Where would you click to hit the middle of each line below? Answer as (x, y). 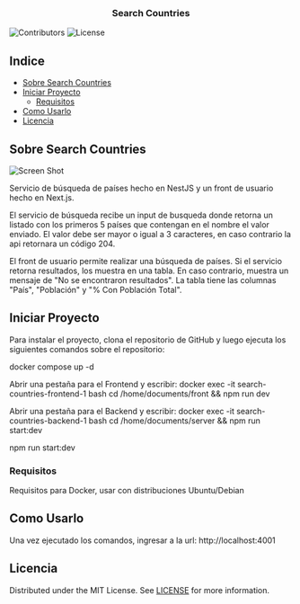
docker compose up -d (52, 367)
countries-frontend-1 (48, 394)
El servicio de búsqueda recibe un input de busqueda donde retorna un (141, 215)
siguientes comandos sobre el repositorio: (87, 349)
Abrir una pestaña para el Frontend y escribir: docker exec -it (123, 384)
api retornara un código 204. (62, 244)
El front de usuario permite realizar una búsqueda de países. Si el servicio (146, 261)
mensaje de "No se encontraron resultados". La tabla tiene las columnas (143, 280)
